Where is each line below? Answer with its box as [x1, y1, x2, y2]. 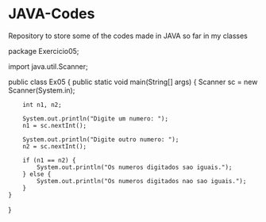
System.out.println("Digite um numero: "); [22, 114, 169, 123]
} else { [22, 170, 52, 178]
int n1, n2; [22, 101, 62, 109]
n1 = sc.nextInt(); [22, 121, 87, 129]
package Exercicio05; [8, 46, 79, 55]
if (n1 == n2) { [22, 156, 77, 164]
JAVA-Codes [8, 5, 95, 23]
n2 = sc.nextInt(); [22, 142, 87, 151]
